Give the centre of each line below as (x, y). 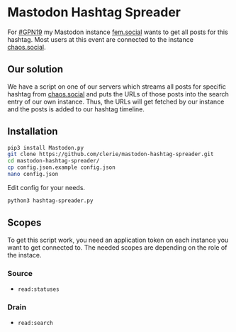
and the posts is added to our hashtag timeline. (76, 109)
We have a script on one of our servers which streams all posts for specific (117, 87)
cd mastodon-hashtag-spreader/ (54, 161)
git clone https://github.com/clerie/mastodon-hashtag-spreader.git (111, 154)
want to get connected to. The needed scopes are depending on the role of (117, 247)
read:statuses (38, 289)
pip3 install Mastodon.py (45, 148)
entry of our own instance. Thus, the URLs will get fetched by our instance (116, 101)
